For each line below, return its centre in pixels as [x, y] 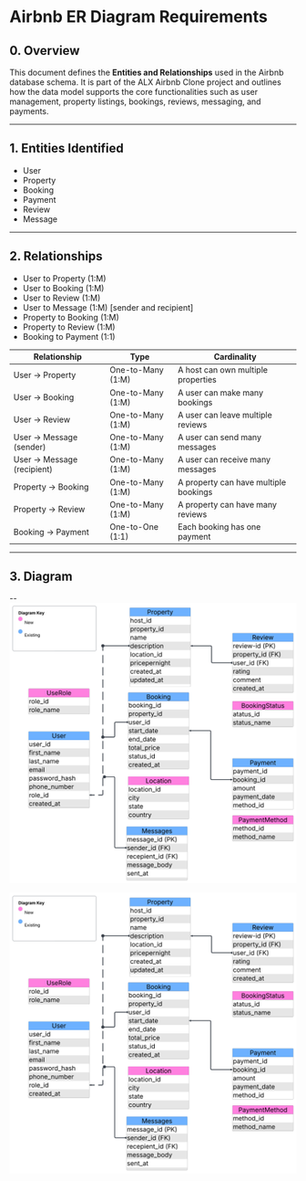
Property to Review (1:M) [69, 327]
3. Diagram [41, 577]
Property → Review [49, 510]
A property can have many [227, 504]
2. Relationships [56, 256]
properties [197, 380]
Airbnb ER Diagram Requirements [139, 17]
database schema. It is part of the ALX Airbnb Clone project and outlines [146, 82]
